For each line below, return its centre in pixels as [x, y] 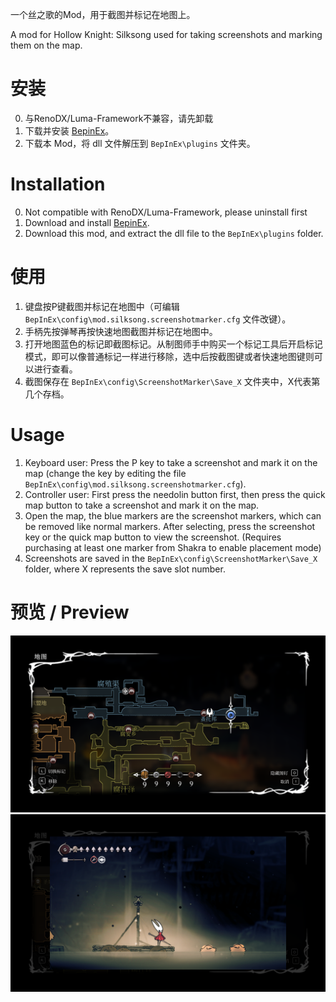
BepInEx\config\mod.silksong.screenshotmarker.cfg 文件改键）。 [158, 319]
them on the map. [46, 45]
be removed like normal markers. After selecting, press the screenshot [170, 526]
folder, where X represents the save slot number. [125, 569]
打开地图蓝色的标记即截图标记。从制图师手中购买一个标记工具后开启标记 [173, 344]
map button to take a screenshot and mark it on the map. [142, 505]
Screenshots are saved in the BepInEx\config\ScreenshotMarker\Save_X [171, 558]
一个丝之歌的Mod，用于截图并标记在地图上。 [103, 14]
